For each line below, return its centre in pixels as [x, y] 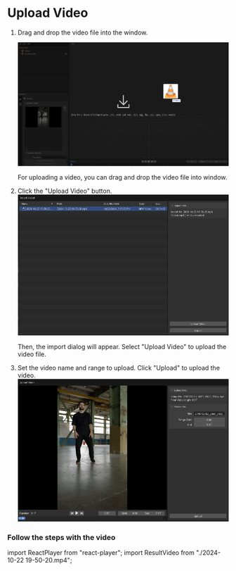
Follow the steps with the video [61, 537]
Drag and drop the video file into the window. [83, 32]
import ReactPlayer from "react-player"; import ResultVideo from [101, 552]
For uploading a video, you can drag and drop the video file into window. [122, 177]
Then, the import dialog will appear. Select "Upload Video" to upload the [122, 346]
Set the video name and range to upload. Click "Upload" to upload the [118, 368]
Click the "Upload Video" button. [65, 191]
